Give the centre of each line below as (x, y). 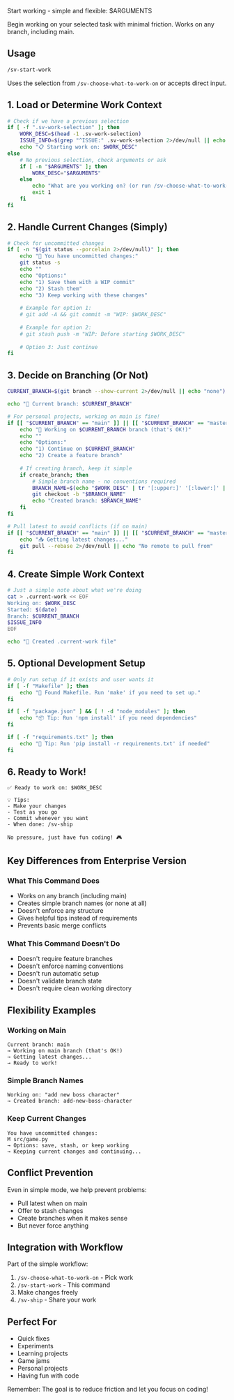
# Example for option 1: (56, 308)
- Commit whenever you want (48, 819)
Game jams (33, 1361)
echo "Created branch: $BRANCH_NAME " (87, 501)
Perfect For (32, 1321)
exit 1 (42, 193)
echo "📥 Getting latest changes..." (74, 539)
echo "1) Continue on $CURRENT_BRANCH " (78, 449)
